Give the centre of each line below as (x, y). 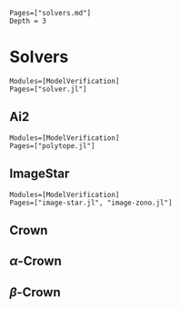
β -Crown (35, 292)
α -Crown (35, 261)
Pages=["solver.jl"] (49, 89)
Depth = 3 (28, 21)
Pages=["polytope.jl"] (52, 145)
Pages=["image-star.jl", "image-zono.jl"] (91, 203)
